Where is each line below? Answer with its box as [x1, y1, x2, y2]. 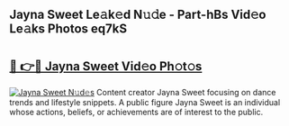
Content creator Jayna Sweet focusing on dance [95, 87, 276, 97]
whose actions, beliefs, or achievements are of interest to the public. [9, 107, 264, 117]
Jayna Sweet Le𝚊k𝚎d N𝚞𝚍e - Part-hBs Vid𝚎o [9, 7, 266, 22]
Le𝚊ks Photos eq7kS [9, 22, 128, 37]
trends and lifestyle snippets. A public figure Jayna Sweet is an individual [9, 97, 281, 107]
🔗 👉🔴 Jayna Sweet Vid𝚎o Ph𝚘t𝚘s [9, 58, 203, 74]
